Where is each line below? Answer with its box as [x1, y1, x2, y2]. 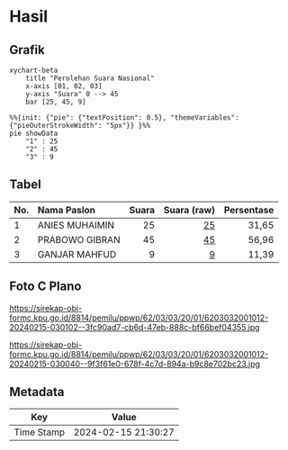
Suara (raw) [163, 203, 216, 216]
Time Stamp [13, 426, 66, 438]
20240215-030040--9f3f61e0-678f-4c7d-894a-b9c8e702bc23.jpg [9, 358, 261, 369]
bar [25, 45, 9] [25, 97, 87, 106]
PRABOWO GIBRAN [37, 233, 121, 246]
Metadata [9, 384, 65, 400]
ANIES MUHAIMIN [37, 219, 115, 231]
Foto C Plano [9, 279, 82, 294]
